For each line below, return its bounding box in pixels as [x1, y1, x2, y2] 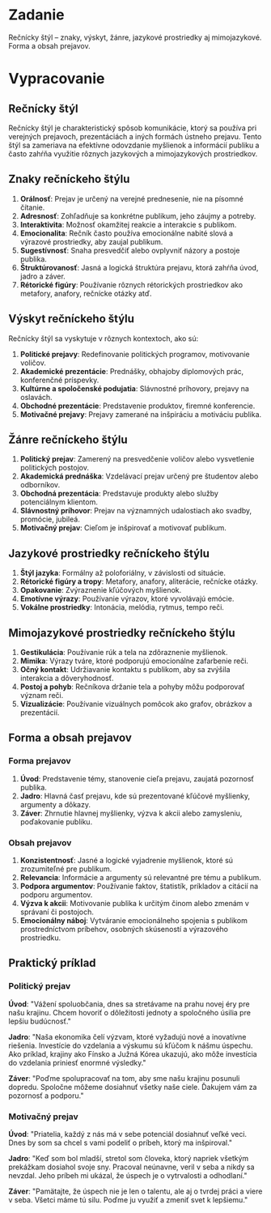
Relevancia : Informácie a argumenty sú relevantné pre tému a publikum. [19, 872, 261, 882]
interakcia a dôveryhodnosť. [19, 674, 115, 683]
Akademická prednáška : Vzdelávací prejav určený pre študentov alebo [19, 471, 259, 481]
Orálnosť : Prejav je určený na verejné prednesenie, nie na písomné [19, 194, 244, 203]
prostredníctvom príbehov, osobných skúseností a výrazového [19, 924, 229, 934]
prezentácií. [19, 708, 60, 717]
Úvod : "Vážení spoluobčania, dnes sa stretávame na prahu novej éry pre [8, 998, 250, 1009]
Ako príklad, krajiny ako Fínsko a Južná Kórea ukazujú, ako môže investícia [8, 1049, 257, 1058]
